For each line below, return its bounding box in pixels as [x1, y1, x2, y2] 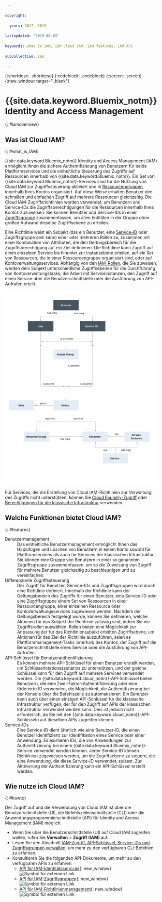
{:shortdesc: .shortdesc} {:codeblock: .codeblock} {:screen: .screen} [5, 73, 142, 79]
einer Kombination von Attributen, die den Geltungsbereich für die [5, 239, 136, 245]
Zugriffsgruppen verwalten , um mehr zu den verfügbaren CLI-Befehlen [12, 845, 154, 851]
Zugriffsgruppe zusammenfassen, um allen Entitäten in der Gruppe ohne [5, 215, 149, 221]
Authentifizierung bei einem [17, 742, 73, 748]
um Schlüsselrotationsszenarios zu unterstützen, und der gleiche [17, 665, 147, 671]
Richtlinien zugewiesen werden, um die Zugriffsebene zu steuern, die [17, 753, 156, 759]
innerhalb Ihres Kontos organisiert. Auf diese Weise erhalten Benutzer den [5, 189, 153, 195]
